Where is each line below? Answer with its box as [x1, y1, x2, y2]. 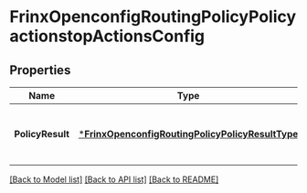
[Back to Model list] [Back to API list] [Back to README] [9, 174, 219, 185]
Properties [9, 62, 71, 78]
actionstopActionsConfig [9, 26, 206, 47]
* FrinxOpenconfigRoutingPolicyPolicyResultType [78, 128, 299, 140]
